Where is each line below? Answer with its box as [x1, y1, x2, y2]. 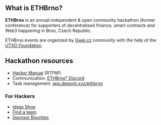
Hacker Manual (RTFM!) [12, 70, 61, 76]
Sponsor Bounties [12, 114, 49, 120]
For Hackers [5, 92, 35, 99]
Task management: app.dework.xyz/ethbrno [12, 80, 103, 86]
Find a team [12, 109, 37, 115]
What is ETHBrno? [5, 4, 63, 12]
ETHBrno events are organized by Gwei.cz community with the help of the [5, 37, 157, 43]
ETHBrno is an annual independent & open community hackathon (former [5, 17, 156, 23]
